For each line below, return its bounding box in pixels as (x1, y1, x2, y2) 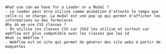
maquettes (5, 44, 26, 49)
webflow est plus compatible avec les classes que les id (5, 31, 129, 36)
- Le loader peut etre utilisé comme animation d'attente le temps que (5, 9, 158, 14)
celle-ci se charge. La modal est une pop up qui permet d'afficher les (5, 13, 161, 18)
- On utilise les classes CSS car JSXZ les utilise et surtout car (5, 26, 150, 31)
